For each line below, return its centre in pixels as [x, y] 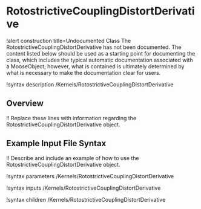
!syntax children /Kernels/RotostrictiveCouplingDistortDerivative [86, 199]
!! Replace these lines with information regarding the [71, 118]
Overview [25, 104]
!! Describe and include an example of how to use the [73, 158]
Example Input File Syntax [56, 143]
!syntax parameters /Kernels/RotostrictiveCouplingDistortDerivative [90, 176]
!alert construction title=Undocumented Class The [69, 40]
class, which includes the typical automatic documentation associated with [100, 60]
